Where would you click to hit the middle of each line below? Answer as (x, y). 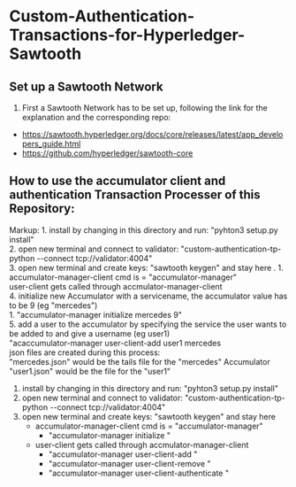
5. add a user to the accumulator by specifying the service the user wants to (148, 324)
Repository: (42, 209)
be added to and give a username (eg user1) (90, 333)
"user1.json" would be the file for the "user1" (90, 371)
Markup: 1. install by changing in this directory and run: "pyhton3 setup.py (144, 230)
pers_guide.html (51, 144)
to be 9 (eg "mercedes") (53, 305)
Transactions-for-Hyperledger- (127, 35)
